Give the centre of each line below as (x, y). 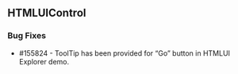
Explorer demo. (44, 61)
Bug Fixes (27, 36)
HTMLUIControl (47, 13)
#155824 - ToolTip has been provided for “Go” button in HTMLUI (125, 53)
